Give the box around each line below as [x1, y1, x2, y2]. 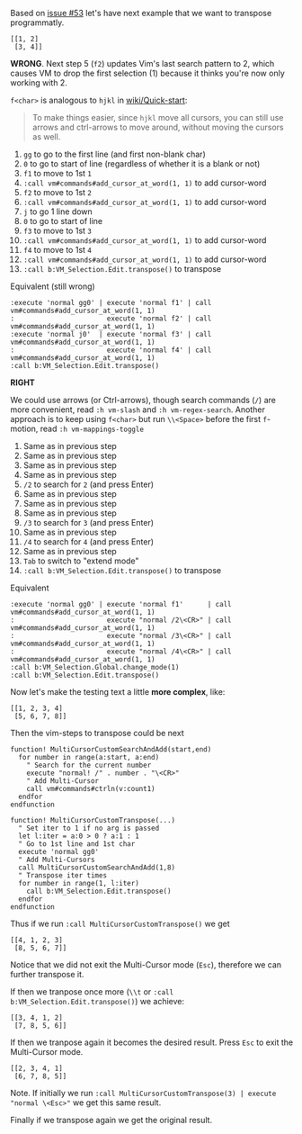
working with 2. [10, 77, 68, 88]
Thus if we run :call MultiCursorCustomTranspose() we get [10, 918, 230, 929]
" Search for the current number [26, 760, 152, 769]
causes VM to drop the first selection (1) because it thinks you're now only [10, 67, 286, 78]
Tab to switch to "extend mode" [22, 555, 139, 566]
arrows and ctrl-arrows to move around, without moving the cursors [31, 121, 284, 132]
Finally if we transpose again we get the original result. [10, 1115, 213, 1125]
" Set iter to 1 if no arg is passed [18, 823, 160, 832]
